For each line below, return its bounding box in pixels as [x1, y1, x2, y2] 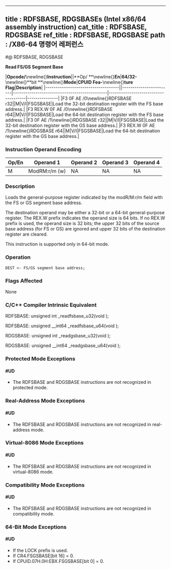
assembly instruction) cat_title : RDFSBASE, [5, 23, 147, 32]
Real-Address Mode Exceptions [5, 397, 85, 405]
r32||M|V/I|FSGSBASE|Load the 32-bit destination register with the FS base [5, 100, 164, 107]
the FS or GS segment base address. [5, 200, 82, 206]
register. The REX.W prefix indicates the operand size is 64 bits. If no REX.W [5, 215, 165, 221]
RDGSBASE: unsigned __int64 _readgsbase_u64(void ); [5, 343, 121, 349]
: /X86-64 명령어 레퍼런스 [5, 40, 84, 49]
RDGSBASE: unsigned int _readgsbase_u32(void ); [5, 333, 111, 339]
